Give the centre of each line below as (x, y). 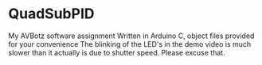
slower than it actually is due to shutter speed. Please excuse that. (117, 52)
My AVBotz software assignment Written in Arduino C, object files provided (131, 36)
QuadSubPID (51, 14)
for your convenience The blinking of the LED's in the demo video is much (130, 44)
